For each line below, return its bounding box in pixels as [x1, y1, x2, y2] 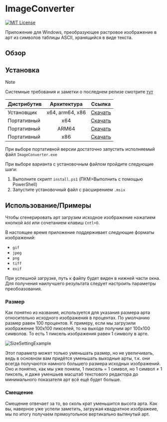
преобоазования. [5, 285, 42, 292]
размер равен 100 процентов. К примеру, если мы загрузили [5, 320, 136, 326]
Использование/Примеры [5, 201, 91, 210]
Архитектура [49, 101, 83, 108]
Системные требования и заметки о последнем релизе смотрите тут [5, 89, 154, 95]
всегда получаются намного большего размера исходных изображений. [5, 361, 161, 367]
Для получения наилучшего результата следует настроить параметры [5, 280, 156, 286]
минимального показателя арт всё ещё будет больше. [5, 377, 121, 383]
